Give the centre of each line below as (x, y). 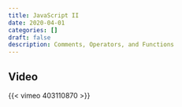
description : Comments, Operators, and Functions (91, 45)
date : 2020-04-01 (37, 23)
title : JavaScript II (44, 15)
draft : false (30, 37)
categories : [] (33, 30)
